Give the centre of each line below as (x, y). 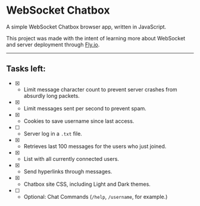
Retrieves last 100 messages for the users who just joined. (95, 146)
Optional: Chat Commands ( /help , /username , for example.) (96, 197)
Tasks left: (26, 69)
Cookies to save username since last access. (79, 121)
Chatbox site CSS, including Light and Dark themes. (87, 184)
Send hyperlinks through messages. (68, 171)
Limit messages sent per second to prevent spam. (85, 108)
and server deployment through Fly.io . (53, 45)
